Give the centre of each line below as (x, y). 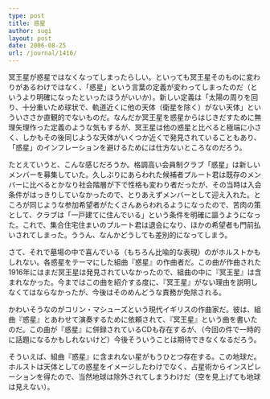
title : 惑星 (27, 23)
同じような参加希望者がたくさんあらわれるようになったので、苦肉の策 (145, 205)
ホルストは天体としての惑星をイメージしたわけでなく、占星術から (117, 366)
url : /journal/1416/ (43, 53)
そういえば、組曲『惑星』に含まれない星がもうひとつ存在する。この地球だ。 (135, 356)
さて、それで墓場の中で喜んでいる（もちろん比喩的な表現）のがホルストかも (135, 252)
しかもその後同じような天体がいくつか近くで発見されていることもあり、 (141, 137)
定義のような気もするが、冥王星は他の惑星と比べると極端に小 (152, 127)
